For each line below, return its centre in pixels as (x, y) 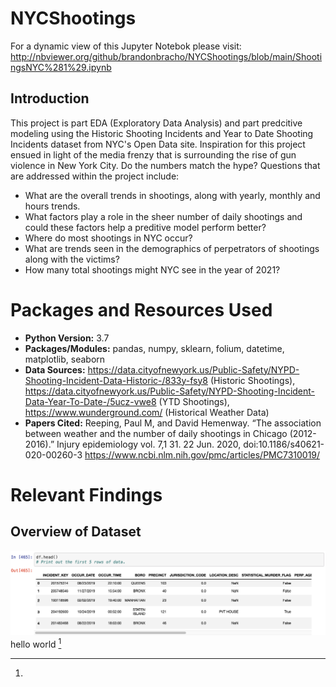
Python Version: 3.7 (67, 338)
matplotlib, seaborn (65, 359)
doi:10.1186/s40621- (284, 444)
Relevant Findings (86, 494)
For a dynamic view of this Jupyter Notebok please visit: (126, 46)
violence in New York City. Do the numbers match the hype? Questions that (165, 165)
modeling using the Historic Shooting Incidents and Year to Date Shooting (162, 133)
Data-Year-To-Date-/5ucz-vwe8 (90, 401)
